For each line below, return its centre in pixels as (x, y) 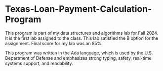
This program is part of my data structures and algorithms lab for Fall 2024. (82, 33)
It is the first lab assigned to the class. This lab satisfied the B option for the (82, 38)
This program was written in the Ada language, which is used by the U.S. (79, 53)
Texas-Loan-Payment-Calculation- (79, 9)
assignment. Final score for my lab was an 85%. (54, 43)
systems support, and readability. (39, 63)
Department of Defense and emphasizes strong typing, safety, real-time (78, 58)
